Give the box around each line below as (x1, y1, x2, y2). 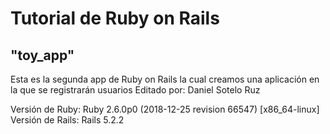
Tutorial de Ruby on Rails (10, 7, 220, 30)
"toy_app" (10, 47, 75, 64)
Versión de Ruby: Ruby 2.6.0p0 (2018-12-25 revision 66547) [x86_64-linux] (10, 103, 320, 115)
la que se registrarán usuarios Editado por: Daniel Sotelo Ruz (10, 84, 261, 96)
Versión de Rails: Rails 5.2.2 (10, 114, 125, 126)
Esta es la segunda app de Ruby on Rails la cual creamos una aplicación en (10, 73, 320, 85)
